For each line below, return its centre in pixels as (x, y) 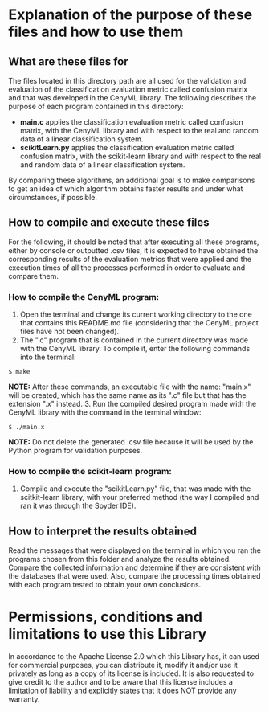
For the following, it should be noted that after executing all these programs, (134, 242)
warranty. (24, 699)
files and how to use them (96, 32)
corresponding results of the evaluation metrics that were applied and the (130, 259)
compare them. (33, 276)
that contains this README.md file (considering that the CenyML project (139, 323)
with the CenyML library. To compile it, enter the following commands (135, 349)
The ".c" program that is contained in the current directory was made (134, 340)
